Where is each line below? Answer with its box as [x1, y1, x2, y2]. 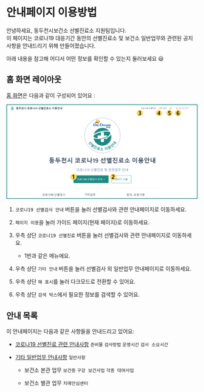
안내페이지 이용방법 [6, 5, 97, 19]
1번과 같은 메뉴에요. [24, 252, 71, 260]
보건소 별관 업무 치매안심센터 [24, 379, 89, 387]
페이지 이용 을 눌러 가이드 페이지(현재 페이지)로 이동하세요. [15, 219, 150, 226]
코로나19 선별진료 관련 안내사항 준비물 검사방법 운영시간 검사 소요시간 [15, 341, 169, 348]
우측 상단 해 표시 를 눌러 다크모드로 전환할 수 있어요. [15, 278, 136, 286]
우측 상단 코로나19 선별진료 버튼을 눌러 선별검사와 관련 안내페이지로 [15, 232, 171, 239]
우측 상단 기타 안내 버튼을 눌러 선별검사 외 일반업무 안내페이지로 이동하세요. [15, 265, 192, 272]
